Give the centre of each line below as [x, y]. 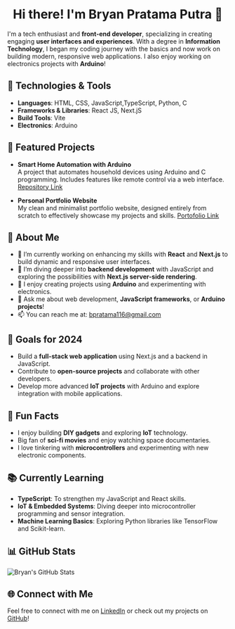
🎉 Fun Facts [33, 415]
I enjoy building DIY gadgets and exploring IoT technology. [102, 433]
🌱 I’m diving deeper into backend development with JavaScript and [115, 269]
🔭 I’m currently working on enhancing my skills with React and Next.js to [122, 254]
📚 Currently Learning [55, 478]
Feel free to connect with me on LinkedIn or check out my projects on [108, 611]
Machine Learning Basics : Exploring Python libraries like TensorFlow [117, 521]
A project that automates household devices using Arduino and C [112, 172]
